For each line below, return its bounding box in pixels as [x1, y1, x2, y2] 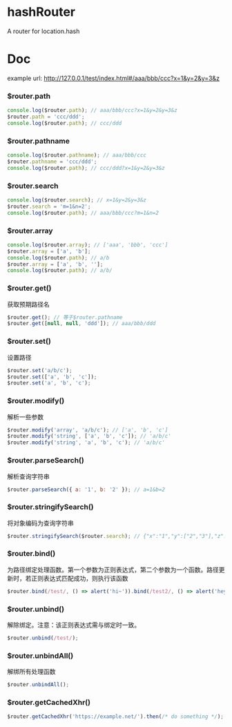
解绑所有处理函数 [7, 668, 56, 676]
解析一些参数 [7, 412, 43, 421]
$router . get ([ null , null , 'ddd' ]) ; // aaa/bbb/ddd [7, 320, 156, 327]
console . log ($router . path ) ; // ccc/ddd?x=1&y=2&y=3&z [7, 164, 166, 171]
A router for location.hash [7, 27, 80, 35]
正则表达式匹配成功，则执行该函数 [30, 574, 128, 582]
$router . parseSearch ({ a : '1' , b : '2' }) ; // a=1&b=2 [7, 486, 166, 493]
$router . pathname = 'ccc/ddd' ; [7, 158, 97, 165]
